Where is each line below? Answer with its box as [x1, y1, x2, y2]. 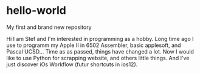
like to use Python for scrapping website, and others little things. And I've [6, 54, 190, 61]
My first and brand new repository [6, 23, 92, 31]
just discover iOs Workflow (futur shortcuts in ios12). [6, 61, 138, 68]
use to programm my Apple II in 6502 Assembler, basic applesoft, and [6, 42, 181, 49]
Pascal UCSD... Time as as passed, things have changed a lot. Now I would [6, 48, 195, 55]
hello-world [6, 4, 67, 17]
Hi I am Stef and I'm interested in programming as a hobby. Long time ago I [6, 35, 194, 42]
